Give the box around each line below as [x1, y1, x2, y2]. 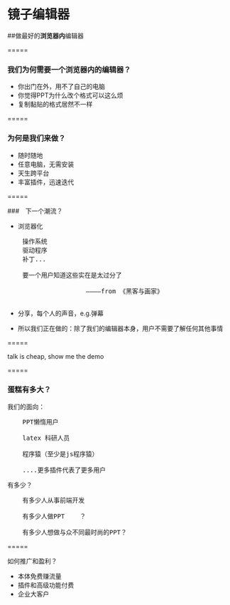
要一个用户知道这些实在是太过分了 [22, 271, 122, 279]
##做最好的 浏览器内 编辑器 [7, 31, 84, 40]
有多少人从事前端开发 [22, 496, 85, 504]
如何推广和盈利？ [7, 557, 57, 565]
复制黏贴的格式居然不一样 [17, 100, 93, 109]
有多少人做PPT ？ [22, 512, 87, 520]
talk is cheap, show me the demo [7, 352, 104, 360]
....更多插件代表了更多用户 [22, 465, 106, 474]
